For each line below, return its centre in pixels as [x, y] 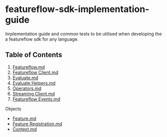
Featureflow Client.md [35, 72]
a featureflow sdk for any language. [42, 39]
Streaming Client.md [34, 93]
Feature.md [24, 118]
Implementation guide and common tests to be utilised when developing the [83, 34]
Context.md [25, 129]
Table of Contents [34, 55]
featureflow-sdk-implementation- [77, 9]
